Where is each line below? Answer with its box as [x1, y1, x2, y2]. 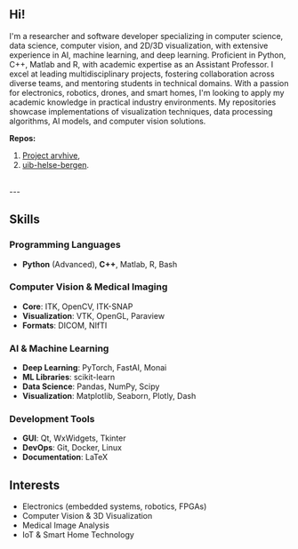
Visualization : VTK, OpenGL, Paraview [21, 310, 165, 321]
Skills [9, 212, 40, 227]
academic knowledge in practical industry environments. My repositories [9, 97, 277, 107]
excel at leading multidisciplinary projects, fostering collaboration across [9, 68, 275, 79]
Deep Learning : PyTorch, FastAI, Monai [21, 362, 167, 373]
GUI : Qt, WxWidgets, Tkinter [21, 433, 126, 443]
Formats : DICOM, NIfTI [21, 320, 108, 330]
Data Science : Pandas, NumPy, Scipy [21, 381, 160, 392]
